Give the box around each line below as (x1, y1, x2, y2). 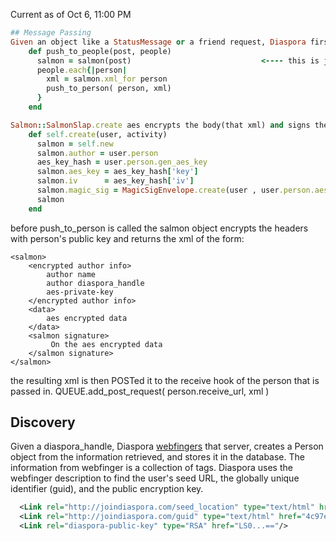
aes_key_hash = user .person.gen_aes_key (36, 157, 208, 168)
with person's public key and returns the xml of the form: (10, 232, 245, 244)
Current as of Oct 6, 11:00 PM (10, 9, 132, 20)
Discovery (10, 414, 76, 431)
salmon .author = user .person (36, 148, 159, 158)
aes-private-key (46, 287, 114, 297)
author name (46, 269, 97, 279)
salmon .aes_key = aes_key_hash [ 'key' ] (36, 167, 199, 177)
